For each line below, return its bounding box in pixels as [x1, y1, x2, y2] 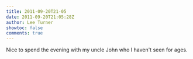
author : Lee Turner [6, 19, 54, 25]
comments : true [6, 30, 43, 36]
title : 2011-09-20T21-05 [6, 8, 67, 15]
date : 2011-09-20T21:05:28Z [6, 14, 75, 20]
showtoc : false [6, 25, 43, 31]
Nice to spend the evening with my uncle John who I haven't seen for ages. [6, 46, 188, 53]
